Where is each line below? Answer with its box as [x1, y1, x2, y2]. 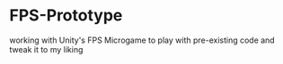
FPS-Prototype [9, 5, 123, 26]
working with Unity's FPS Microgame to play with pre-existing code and [9, 35, 276, 45]
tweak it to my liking [9, 44, 84, 54]
